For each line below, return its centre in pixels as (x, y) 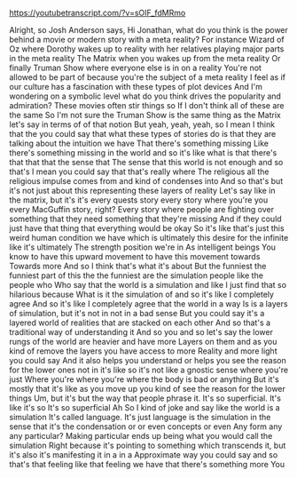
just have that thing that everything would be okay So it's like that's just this (147, 228)
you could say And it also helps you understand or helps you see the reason (148, 360)
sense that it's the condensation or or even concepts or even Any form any (146, 426)
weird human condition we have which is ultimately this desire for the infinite (149, 238)
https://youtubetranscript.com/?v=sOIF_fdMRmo (98, 13)
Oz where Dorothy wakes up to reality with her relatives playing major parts (147, 49)
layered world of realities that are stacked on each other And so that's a (140, 323)
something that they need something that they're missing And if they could (145, 219)
